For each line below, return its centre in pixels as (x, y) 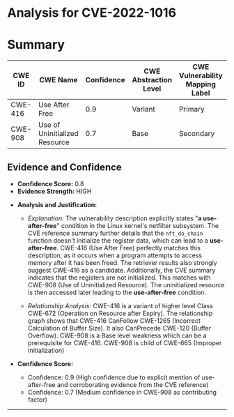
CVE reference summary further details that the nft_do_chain (115, 233)
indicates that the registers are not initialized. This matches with (119, 278)
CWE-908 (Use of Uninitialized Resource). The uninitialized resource (126, 285)
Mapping (201, 84)
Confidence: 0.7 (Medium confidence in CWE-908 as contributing (122, 392)
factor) (37, 400)
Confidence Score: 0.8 (50, 183)
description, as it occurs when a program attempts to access (115, 255)
